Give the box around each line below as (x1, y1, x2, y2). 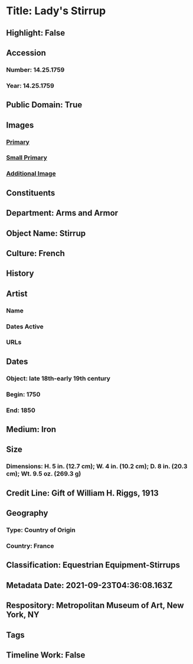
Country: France (6, 541, 54, 550)
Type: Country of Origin (6, 526, 76, 534)
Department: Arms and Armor (6, 208, 119, 218)
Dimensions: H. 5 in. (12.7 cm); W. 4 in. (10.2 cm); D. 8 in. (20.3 (6, 462, 188, 471)
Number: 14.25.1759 (6, 65, 65, 74)
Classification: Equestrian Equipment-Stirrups (6, 560, 180, 570)
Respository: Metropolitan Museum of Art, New (6, 601, 184, 611)
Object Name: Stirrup (6, 228, 86, 238)
